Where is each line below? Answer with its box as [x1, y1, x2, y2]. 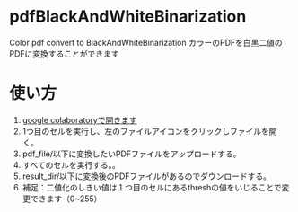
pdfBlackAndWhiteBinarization [9, 6, 247, 27]
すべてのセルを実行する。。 [22, 159, 121, 170]
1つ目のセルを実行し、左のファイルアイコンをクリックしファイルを [22, 126, 269, 137]
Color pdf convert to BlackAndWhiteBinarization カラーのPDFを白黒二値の [9, 37, 283, 48]
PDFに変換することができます [9, 48, 119, 59]
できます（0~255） [30, 193, 102, 204]
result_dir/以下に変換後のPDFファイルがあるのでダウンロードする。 [22, 171, 272, 181]
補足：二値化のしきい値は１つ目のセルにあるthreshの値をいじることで [22, 181, 283, 192]
